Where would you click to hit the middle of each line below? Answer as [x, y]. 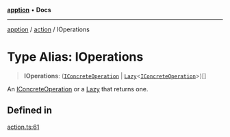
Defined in [30, 111]
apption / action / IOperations [49, 29]
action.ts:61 [23, 127]
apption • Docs [29, 10]
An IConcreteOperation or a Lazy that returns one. [78, 89]
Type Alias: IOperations [75, 57]
